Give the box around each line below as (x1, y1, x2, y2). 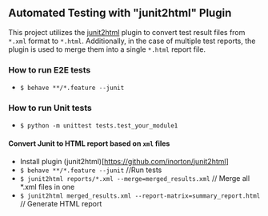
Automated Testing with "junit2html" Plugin (8, 6, 232, 20)
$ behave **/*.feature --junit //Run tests (19, 165, 162, 175)
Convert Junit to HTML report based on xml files (8, 139, 170, 148)
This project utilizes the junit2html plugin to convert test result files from (8, 27, 246, 37)
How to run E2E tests (8, 64, 91, 75)
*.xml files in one (19, 182, 75, 191)
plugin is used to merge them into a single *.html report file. (8, 44, 206, 54)
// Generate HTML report (19, 198, 102, 208)
